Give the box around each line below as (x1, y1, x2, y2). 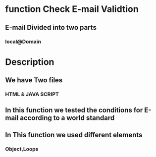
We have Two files (5, 76, 63, 85)
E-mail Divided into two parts (5, 23, 97, 32)
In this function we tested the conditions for (5, 106, 143, 114)
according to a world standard (19, 114, 115, 122)
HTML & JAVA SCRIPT (5, 91, 59, 98)
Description (5, 56, 54, 67)
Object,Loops (5, 145, 39, 152)
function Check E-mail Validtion (5, 3, 139, 15)
